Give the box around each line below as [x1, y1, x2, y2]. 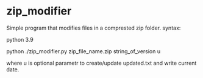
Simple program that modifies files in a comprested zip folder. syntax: [6, 24, 181, 31]
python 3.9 [6, 36, 34, 43]
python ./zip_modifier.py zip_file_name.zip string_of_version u [6, 47, 160, 55]
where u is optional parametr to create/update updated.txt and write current [6, 59, 197, 67]
